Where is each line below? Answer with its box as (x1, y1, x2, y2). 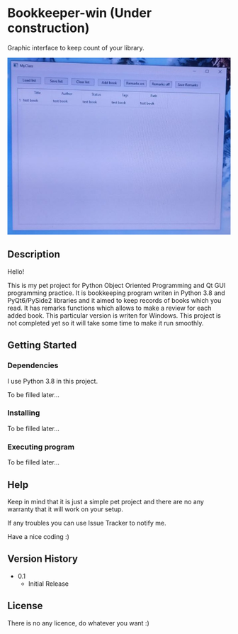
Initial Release (28, 579, 69, 588)
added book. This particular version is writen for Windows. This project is (7, 311, 221, 320)
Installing (7, 408, 40, 418)
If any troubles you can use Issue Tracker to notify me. (7, 518, 166, 527)
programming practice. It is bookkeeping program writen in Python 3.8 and (7, 289, 225, 297)
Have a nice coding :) (7, 532, 69, 540)
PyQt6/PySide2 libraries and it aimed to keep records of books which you (7, 296, 222, 304)
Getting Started (7, 339, 77, 352)
